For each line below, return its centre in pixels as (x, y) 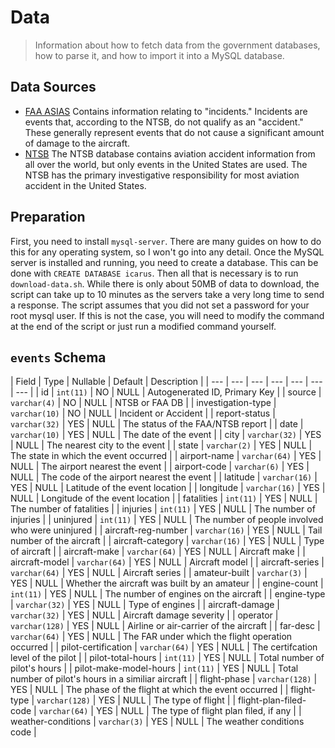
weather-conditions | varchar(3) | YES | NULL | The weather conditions (157, 722)
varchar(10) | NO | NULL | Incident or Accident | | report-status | (143, 413)
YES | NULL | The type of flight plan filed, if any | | (198, 711)
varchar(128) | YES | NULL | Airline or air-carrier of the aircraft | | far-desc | (165, 626)
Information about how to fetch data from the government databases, (177, 45)
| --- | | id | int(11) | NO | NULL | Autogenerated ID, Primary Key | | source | (166, 392)
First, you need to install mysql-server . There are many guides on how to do (166, 241)
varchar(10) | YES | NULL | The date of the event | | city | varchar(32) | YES (166, 435)
